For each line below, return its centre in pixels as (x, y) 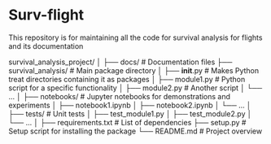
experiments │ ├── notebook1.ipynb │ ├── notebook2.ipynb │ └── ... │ (130, 105)
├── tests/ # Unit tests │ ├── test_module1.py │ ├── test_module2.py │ (130, 113)
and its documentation (46, 46)
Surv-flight (46, 15)
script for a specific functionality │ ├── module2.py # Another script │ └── (135, 88)
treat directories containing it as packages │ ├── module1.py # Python (127, 79)
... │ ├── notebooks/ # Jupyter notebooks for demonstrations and (119, 96)
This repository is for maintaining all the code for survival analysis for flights (135, 37)
